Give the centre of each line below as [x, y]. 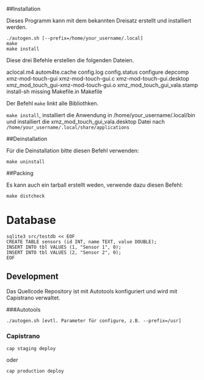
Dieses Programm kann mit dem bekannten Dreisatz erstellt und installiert [99, 20]
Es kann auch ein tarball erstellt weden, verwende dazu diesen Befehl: [95, 185]
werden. [17, 27]
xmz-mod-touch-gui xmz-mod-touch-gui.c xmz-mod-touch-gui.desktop [98, 78]
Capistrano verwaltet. [34, 298]
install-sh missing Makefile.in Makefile [54, 91]
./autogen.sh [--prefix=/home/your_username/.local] [75, 38]
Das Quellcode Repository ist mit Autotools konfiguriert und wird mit [92, 291]
